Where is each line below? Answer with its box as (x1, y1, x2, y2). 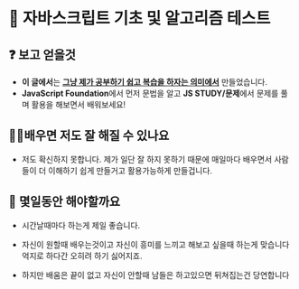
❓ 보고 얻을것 (8, 47, 76, 62)
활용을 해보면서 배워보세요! (31, 99, 126, 109)
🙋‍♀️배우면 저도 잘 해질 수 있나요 (8, 128, 170, 144)
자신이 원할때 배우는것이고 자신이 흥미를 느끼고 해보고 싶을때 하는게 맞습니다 (21, 238, 290, 249)
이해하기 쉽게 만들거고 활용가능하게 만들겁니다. (48, 164, 213, 176)
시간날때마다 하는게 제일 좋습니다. (21, 219, 141, 230)
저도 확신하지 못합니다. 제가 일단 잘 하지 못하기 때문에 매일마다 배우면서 (21, 154, 273, 164)
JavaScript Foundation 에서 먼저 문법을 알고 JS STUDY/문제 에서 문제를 (21, 88, 279, 98)
